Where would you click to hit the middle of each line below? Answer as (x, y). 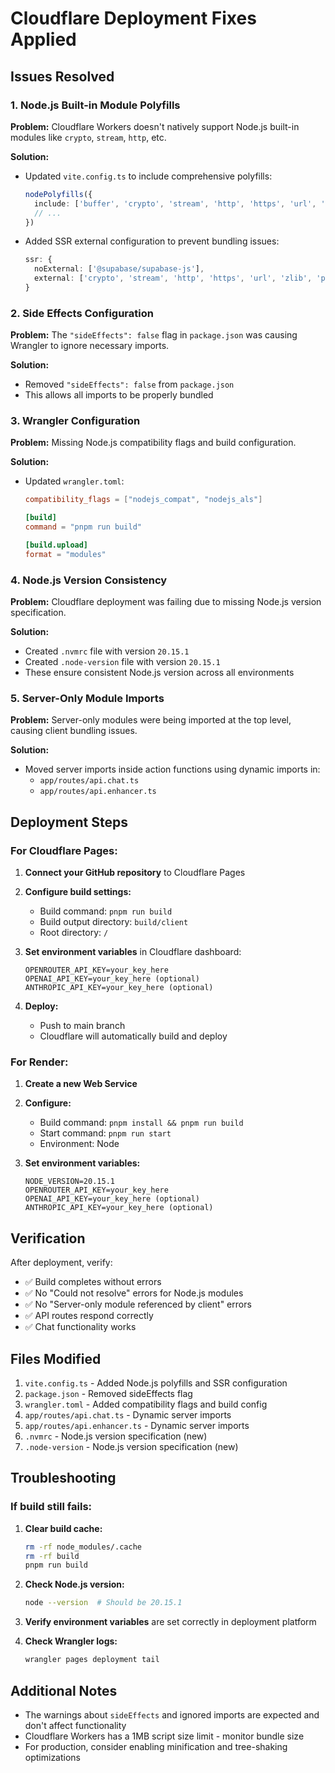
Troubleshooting (63, 1478)
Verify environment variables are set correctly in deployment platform (170, 1622)
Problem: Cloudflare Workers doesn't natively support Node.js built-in (155, 126)
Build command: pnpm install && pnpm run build (141, 1123)
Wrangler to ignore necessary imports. (90, 346)
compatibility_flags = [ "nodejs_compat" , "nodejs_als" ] (143, 500)
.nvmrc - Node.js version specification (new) (116, 1436)
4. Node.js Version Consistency (89, 580)
